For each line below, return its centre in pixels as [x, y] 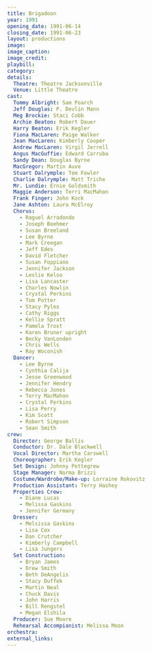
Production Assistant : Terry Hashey [65, 485]
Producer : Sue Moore [42, 619]
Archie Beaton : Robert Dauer [55, 122]
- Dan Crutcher [41, 536]
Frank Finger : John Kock [49, 199]
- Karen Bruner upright [53, 332]
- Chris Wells [39, 345]
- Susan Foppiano [44, 262]
